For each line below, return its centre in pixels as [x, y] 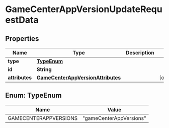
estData [22, 20]
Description [140, 53]
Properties [22, 39]
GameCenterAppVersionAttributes [79, 78]
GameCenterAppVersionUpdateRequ [84, 9]
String [44, 69]
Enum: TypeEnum [33, 95]
